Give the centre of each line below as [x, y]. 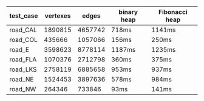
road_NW [23, 89]
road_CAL [23, 30]
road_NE [22, 79]
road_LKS [23, 69]
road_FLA [23, 59]
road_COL [23, 40]
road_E [19, 50]
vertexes [58, 16]
